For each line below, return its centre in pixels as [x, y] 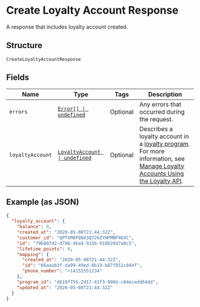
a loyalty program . [165, 143]
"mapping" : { [33, 254]
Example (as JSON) [43, 202]
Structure [24, 46]
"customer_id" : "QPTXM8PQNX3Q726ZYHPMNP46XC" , [76, 238]
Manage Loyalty [162, 166]
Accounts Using [162, 173]
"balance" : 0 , [34, 227]
